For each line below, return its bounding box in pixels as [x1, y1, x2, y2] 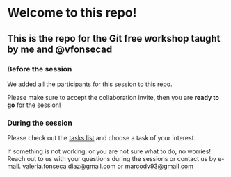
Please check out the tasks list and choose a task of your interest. [7, 134, 196, 142]
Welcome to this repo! [7, 5, 137, 21]
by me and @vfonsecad [7, 43, 113, 55]
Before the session [7, 64, 72, 74]
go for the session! [7, 101, 61, 109]
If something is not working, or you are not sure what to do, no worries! [7, 147, 211, 155]
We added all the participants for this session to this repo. [7, 80, 173, 88]
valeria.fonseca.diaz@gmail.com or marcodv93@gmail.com [22, 162, 193, 171]
